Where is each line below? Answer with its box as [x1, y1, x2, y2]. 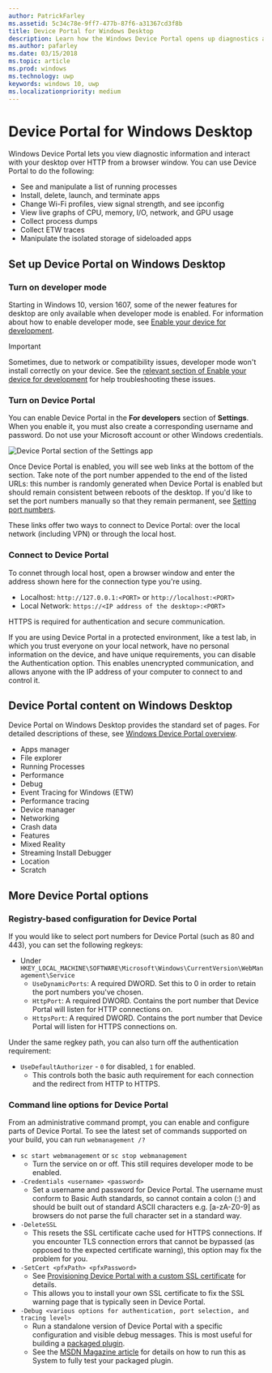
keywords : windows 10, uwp [8, 79, 100, 88]
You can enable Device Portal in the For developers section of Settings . [8, 413, 249, 423]
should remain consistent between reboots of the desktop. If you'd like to [8, 487, 253, 497]
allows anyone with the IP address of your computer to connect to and [8, 667, 243, 676]
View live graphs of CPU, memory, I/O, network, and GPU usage [19, 208, 234, 217]
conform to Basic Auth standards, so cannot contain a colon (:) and [32, 1194, 257, 1204]
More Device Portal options [8, 889, 149, 903]
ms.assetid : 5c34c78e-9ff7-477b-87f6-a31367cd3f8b [8, 19, 183, 28]
